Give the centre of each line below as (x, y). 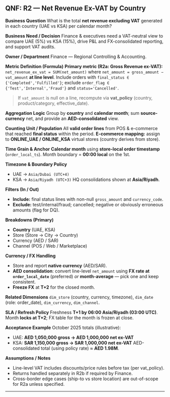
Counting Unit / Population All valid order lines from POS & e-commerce (81, 128)
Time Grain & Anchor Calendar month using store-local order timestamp (83, 149)
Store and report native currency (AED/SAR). (60, 265)
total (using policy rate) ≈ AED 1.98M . (80, 348)
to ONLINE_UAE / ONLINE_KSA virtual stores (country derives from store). (83, 139)
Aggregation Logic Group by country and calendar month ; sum (72, 113)
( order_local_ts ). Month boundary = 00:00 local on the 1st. (68, 154)
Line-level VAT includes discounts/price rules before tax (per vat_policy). (88, 368)
